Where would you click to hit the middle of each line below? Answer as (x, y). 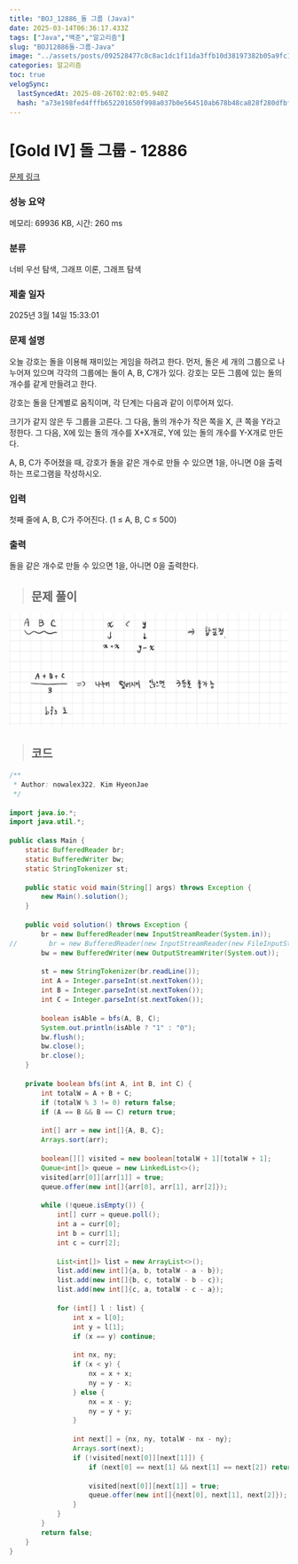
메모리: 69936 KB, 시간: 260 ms (66, 223)
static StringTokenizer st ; (77, 869)
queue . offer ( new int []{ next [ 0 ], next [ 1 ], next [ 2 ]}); (188, 1495)
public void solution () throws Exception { (107, 925)
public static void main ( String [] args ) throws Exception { (138, 888)
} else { (88, 1392)
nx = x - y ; (110, 1402)
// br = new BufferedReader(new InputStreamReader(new (126, 943)
